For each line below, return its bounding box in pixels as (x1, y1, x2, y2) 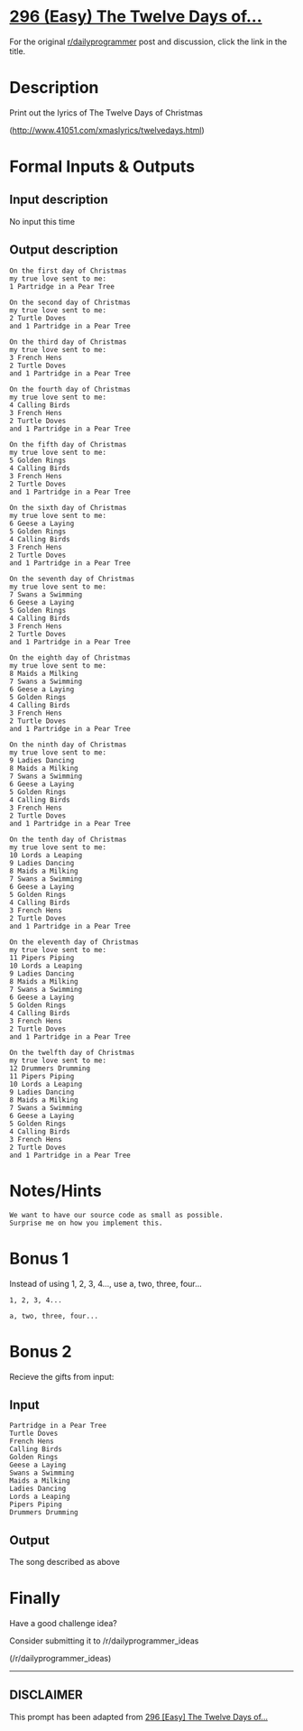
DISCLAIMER (9, 1688, 83, 1703)
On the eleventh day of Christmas (9, 937, 140, 947)
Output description (9, 242, 119, 258)
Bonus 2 (9, 1341, 72, 1362)
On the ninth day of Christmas (9, 740, 127, 749)
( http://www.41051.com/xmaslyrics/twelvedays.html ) (9, 125, 205, 135)
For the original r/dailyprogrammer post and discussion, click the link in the (9, 36, 288, 47)
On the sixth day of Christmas (9, 503, 127, 512)
